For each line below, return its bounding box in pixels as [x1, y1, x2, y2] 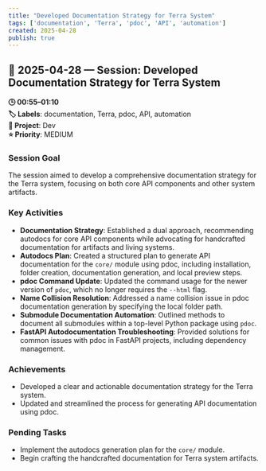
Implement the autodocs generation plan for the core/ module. [19, 445, 225, 454]
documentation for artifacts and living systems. [19, 242, 175, 251]
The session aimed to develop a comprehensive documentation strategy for [8, 170, 257, 180]
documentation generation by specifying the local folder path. [19, 302, 223, 311]
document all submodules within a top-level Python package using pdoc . [19, 318, 257, 328]
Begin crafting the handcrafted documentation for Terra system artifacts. [19, 453, 259, 463]
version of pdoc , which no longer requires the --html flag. [19, 284, 208, 294]
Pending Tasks [8, 426, 67, 438]
